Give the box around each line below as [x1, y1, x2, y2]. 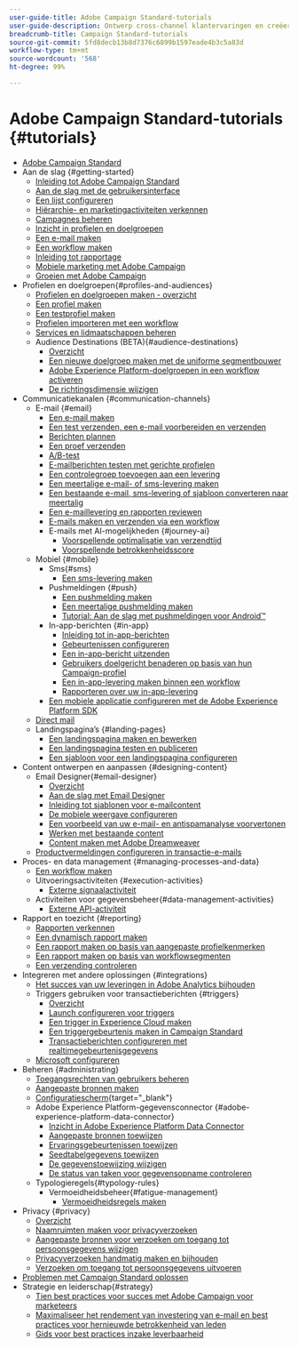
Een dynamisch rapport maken [35, 931, 148, 943]
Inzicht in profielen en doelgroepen [35, 223, 164, 234]
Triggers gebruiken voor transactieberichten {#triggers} [35, 988, 239, 999]
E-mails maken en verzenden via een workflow [48, 516, 220, 526]
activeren [48, 374, 83, 385]
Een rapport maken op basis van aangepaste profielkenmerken [35, 941, 266, 951]
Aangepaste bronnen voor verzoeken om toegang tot [35, 1233, 230, 1245]
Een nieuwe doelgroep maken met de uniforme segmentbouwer [48, 355, 282, 365]
